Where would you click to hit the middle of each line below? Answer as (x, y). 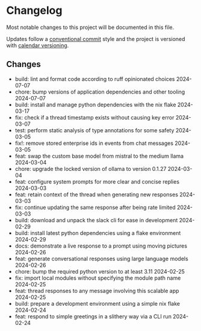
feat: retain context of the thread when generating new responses (97, 194)
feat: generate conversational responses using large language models (101, 259)
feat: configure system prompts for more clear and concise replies (97, 181)
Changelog (34, 11)
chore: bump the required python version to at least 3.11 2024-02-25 (100, 271)
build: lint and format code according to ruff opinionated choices (95, 79)
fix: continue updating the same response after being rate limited (95, 207)
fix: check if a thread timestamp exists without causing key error (94, 117)
